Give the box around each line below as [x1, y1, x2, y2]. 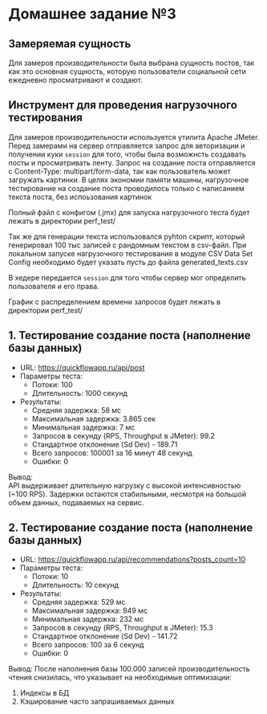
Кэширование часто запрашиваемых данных [19, 696, 175, 707]
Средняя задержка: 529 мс [31, 598, 126, 607]
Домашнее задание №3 [8, 5, 176, 23]
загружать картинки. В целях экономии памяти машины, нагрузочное [8, 174, 249, 185]
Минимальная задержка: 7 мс [31, 422, 136, 432]
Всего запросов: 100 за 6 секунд [31, 640, 144, 650]
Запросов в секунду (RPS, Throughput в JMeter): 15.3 [31, 623, 214, 633]
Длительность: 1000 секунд [31, 388, 128, 398]
